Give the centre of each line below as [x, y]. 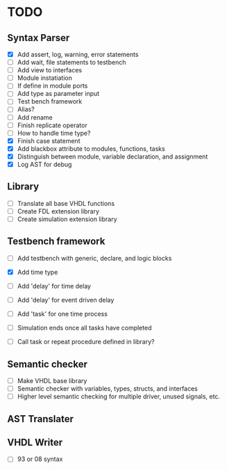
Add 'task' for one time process [62, 314]
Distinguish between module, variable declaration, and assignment [112, 156]
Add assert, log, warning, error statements [78, 54]
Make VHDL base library [52, 381]
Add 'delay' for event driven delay [66, 300]
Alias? [26, 109]
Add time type [37, 272]
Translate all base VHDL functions [66, 203]
